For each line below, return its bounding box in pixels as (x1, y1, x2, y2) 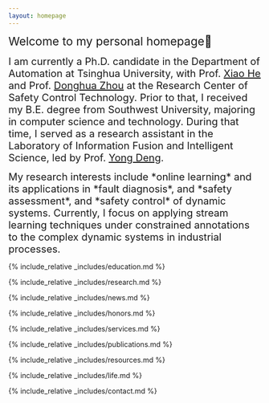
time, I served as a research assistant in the (8, 127, 214, 140)
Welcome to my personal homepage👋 (8, 34, 213, 49)
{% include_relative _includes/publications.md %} (8, 339, 173, 349)
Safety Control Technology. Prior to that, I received (8, 91, 248, 104)
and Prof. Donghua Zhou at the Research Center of (8, 79, 249, 92)
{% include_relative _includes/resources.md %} (8, 355, 166, 364)
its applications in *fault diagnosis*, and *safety (8, 182, 233, 195)
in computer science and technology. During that (8, 115, 239, 128)
